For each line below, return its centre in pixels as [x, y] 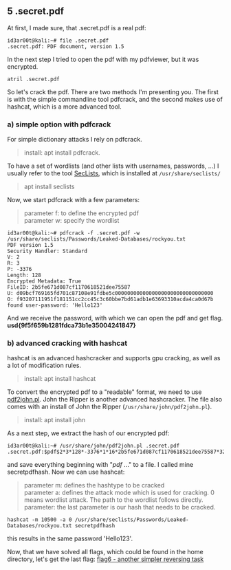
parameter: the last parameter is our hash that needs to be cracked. [120, 507]
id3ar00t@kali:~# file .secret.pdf [58, 41]
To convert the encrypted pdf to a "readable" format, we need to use [104, 392]
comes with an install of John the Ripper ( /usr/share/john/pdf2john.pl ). [109, 407]
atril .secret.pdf [33, 79]
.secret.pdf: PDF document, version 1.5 [66, 46]
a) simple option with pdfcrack [59, 124]
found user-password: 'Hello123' [55, 305]
